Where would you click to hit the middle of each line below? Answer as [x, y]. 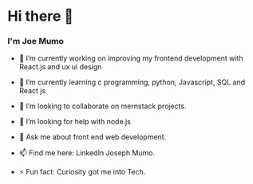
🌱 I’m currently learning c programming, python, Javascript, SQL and [132, 82]
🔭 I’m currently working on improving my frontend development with [131, 58]
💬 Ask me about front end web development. [93, 137]
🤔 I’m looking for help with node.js [75, 122]
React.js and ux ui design [60, 67]
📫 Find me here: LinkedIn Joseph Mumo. [87, 153]
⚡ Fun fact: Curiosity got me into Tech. [82, 172]
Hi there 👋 [40, 16]
